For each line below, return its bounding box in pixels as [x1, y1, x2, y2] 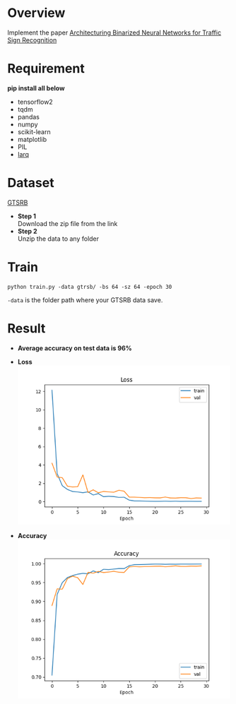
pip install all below [7, 83, 65, 93]
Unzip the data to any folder [17, 234, 100, 243]
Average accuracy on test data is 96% [17, 344, 132, 352]
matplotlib [17, 135, 47, 143]
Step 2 [17, 227, 37, 235]
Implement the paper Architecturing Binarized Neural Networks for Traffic [7, 28, 221, 37]
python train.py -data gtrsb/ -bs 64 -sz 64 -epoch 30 [7, 283, 172, 290]
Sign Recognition [7, 35, 57, 44]
